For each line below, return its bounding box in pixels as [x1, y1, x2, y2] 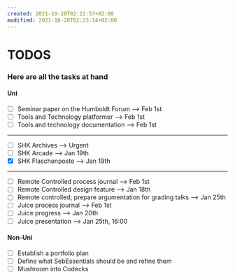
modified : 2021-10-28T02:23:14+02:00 [7, 17, 117, 24]
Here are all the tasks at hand [7, 71, 108, 81]
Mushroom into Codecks [17, 264, 89, 273]
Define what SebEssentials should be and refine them [17, 257, 172, 265]
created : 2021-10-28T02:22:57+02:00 [7, 10, 114, 17]
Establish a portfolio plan [17, 249, 89, 257]
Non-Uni [7, 234, 33, 242]
